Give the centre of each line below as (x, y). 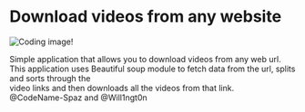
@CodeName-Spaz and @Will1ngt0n (78, 98)
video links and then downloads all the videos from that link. (122, 88)
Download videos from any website (146, 17)
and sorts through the (50, 78)
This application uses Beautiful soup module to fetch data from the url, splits (152, 69)
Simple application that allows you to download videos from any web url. (145, 59)
